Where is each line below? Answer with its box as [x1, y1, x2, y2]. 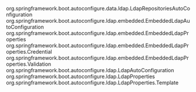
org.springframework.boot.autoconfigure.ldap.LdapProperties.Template [6, 79, 179, 86]
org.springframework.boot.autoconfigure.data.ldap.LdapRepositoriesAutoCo [6, 5, 190, 12]
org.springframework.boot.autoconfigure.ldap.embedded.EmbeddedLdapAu [6, 17, 190, 24]
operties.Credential [6, 48, 53, 55]
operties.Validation [6, 61, 51, 68]
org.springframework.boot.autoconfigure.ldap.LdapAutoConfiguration [6, 67, 174, 73]
